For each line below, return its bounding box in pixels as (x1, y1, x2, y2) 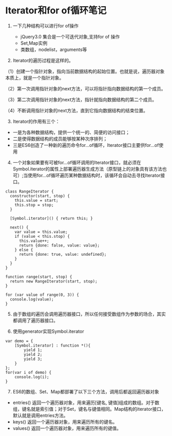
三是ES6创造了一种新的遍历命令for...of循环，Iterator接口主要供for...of (12, 142, 159, 148)
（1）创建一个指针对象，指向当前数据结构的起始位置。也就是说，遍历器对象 (5, 68, 165, 74)
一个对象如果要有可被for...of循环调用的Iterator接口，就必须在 (12, 159, 141, 165)
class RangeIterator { (5, 188, 54, 194)
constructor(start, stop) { (10, 193, 70, 198)
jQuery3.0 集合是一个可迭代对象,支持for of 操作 (20, 33, 120, 40)
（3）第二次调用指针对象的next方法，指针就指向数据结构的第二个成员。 (5, 96, 157, 103)
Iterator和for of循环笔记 (5, 5, 107, 16)
